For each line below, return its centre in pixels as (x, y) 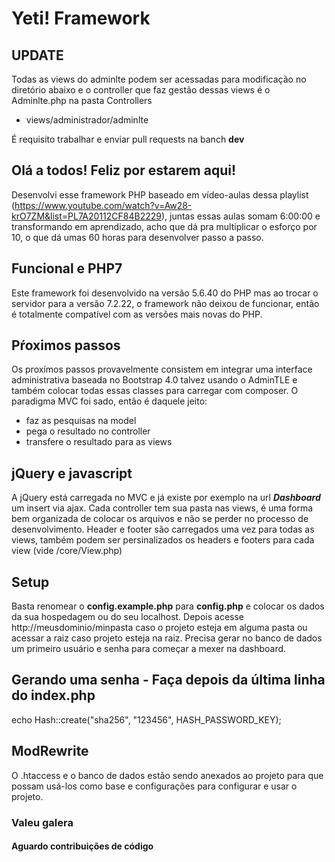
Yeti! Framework (81, 18)
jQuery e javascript (72, 473)
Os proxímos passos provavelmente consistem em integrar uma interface (162, 369)
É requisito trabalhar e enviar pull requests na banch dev (128, 139)
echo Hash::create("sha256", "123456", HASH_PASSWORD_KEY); (146, 719)
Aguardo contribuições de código (82, 846)
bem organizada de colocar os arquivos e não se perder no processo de (160, 519)
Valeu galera (42, 822)
